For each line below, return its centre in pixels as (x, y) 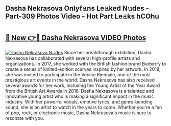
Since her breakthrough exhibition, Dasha (108, 52)
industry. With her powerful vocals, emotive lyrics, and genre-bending (79, 102)
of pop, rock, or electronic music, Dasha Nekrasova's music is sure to (78, 113)
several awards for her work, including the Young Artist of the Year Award (83, 86)
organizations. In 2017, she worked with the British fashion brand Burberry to (86, 64)
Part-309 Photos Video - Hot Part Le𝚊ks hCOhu (82, 17)
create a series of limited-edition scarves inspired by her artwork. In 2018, (83, 69)
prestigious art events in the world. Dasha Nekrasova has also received (80, 80)
